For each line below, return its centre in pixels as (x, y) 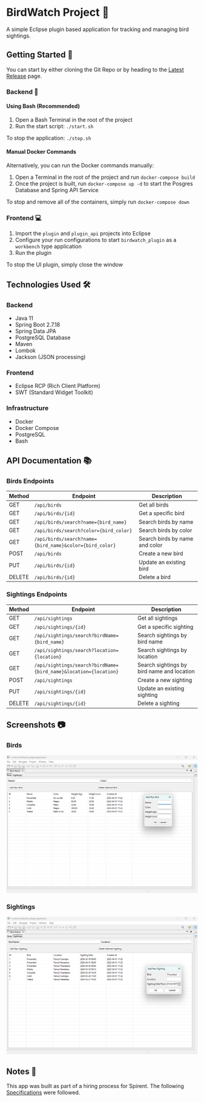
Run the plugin (33, 253)
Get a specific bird (162, 513)
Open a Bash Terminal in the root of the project (74, 120)
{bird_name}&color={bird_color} (75, 546)
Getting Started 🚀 (40, 55)
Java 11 (24, 318)
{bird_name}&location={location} (76, 672)
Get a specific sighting (165, 626)
